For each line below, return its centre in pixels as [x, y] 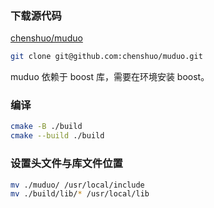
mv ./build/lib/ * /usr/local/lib [80, 194]
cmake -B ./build [46, 127]
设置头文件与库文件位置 [66, 164]
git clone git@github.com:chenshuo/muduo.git [106, 57]
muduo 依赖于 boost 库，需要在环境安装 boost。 [110, 77]
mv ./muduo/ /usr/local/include [77, 185]
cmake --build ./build [57, 136]
